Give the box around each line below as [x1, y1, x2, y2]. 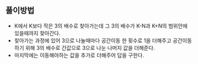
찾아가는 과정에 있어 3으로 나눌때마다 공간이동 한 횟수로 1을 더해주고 [14, 37, 172, 44]
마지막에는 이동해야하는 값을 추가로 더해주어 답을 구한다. [14, 52, 145, 59]
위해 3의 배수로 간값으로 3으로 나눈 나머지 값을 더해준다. [25, 44, 155, 51]
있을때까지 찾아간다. [14, 29, 60, 36]
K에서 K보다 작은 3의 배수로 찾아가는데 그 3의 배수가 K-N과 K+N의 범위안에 [14, 22, 188, 29]
